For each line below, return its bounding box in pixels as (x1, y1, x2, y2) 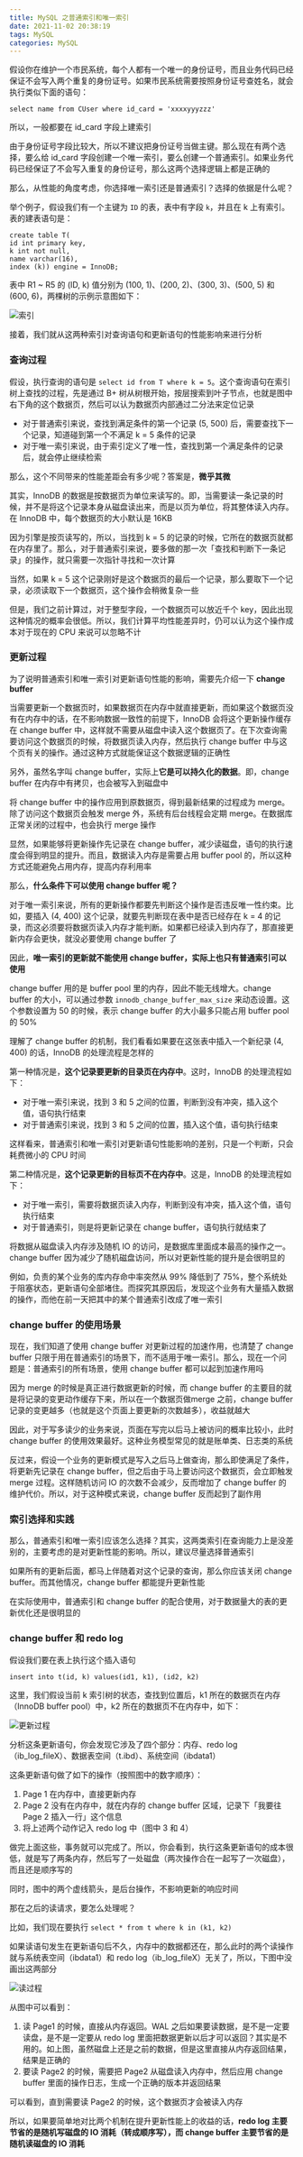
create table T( (9, 231, 70, 240)
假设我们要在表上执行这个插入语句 (9, 1654, 136, 1665)
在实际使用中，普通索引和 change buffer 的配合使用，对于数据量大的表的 (9, 1596, 280, 1607)
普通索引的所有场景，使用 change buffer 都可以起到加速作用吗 (32, 1363, 264, 1374)
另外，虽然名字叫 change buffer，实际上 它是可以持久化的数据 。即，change (9, 766, 289, 776)
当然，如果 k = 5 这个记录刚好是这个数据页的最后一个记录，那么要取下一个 (9, 574, 286, 584)
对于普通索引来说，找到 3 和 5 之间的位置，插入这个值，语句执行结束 (22, 1119, 279, 1130)
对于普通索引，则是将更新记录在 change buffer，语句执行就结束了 (22, 1221, 268, 1232)
